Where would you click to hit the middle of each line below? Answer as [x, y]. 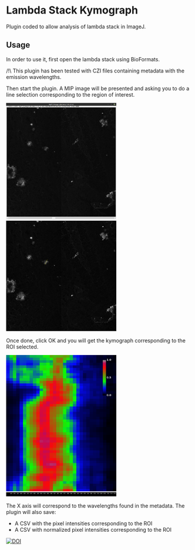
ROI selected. [22, 347]
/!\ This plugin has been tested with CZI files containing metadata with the [95, 71]
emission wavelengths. [34, 77]
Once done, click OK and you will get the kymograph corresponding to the [96, 341]
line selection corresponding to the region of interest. [70, 94]
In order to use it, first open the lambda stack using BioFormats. [83, 59]
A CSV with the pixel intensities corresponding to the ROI [83, 524]
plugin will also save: [31, 512]
